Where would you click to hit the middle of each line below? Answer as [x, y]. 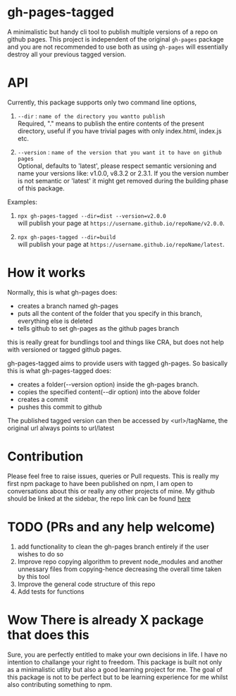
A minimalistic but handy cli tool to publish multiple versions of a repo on [113, 32]
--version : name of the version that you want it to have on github [119, 152]
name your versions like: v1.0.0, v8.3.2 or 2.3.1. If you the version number [123, 173]
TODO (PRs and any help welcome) [111, 527]
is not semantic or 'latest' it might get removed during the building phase [123, 181]
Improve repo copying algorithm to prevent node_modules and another [120, 561]
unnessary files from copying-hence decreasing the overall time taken [119, 569]
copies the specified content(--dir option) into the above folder [109, 391]
